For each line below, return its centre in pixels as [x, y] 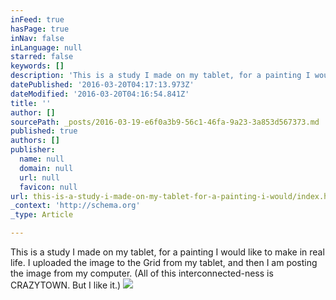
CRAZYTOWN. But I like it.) [66, 285]
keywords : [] [37, 66]
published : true [44, 131]
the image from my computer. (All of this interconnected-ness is [142, 273]
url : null [39, 177]
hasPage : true [40, 29]
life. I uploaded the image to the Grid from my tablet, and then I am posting [164, 262]
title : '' [31, 103]
